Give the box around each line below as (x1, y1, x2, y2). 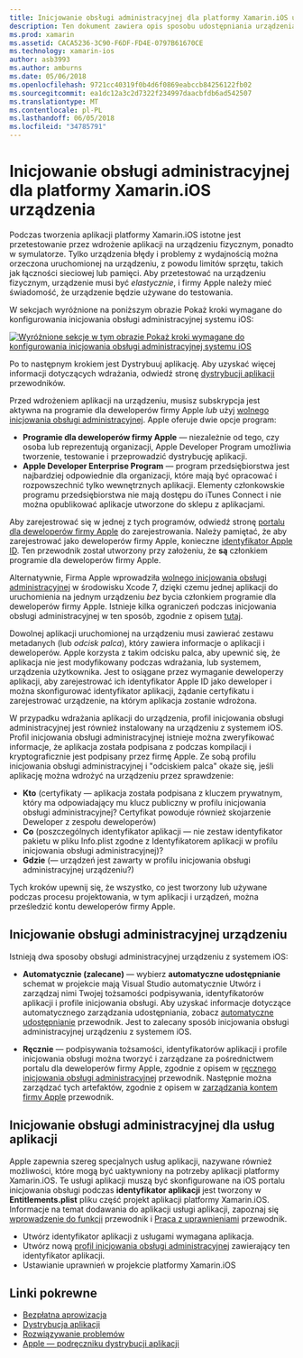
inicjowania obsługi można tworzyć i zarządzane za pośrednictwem (22, 1053, 274, 1064)
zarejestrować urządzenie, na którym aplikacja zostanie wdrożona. (9, 695, 257, 706)
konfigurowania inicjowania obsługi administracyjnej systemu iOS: (9, 313, 254, 325)
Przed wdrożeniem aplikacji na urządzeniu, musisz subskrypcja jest (9, 394, 261, 406)
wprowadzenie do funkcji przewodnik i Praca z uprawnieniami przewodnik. (9, 1213, 288, 1224)
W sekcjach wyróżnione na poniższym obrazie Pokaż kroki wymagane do (9, 304, 282, 315)
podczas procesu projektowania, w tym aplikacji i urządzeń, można (9, 891, 259, 902)
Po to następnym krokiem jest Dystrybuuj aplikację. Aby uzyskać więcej (9, 358, 277, 369)
